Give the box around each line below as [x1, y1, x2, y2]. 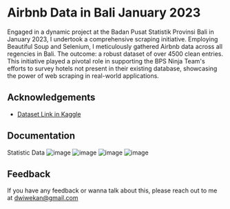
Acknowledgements [7, 92, 96, 103]
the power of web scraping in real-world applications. [7, 71, 160, 80]
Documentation [7, 130, 76, 142]
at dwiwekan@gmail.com [7, 194, 79, 202]
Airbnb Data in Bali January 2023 [7, 5, 201, 21]
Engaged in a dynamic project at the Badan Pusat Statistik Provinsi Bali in [7, 28, 215, 36]
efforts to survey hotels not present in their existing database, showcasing [7, 64, 218, 72]
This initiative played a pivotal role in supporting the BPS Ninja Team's [7, 57, 205, 65]
